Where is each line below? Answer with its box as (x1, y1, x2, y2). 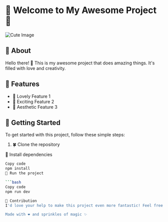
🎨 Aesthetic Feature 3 (12, 104, 58, 110)
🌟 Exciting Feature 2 (12, 98, 54, 105)
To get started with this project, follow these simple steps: (5, 132, 125, 138)
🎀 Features (5, 80, 40, 89)
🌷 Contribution (5, 198, 37, 203)
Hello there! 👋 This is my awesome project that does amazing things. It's (5, 60, 155, 66)
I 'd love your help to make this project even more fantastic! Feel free (5, 203, 163, 208)
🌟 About (5, 46, 31, 55)
